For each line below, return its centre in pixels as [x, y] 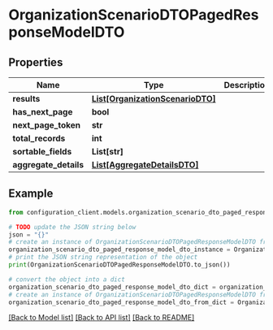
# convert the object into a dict [67, 279]
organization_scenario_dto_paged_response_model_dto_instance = [119, 250]
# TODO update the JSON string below [72, 227]
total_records [39, 138]
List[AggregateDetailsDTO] [145, 165]
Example [31, 194]
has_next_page [43, 112]
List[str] [107, 152]
